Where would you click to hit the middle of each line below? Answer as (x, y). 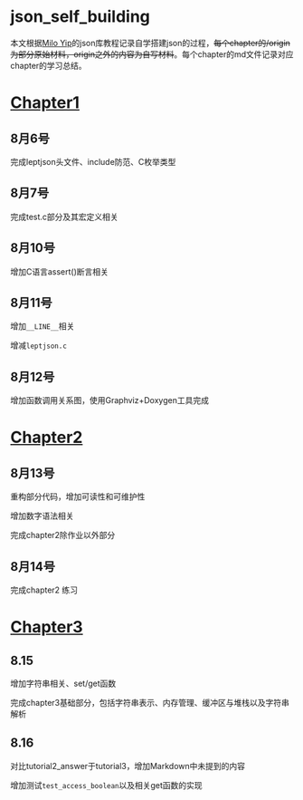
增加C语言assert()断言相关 (60, 271)
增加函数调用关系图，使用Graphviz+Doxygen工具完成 (109, 400)
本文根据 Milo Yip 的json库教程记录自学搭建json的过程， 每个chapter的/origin (150, 43)
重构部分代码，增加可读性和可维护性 (78, 496)
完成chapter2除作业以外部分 (63, 535)
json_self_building (80, 17)
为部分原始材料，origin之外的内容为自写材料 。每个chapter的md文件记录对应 (152, 54)
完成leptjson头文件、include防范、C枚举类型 (93, 161)
